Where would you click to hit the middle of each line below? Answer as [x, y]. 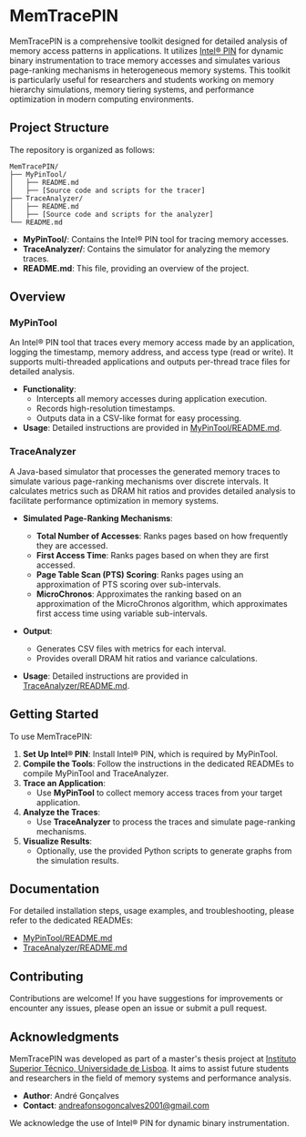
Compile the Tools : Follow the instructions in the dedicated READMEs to [158, 763]
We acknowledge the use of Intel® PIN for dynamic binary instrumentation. [149, 1122]
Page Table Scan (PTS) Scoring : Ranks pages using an [140, 574]
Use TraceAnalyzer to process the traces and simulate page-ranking [166, 822]
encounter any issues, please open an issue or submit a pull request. [138, 1009]
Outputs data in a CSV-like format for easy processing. [139, 418]
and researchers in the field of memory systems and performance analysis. [150, 1078]
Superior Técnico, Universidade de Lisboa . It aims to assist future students [149, 1068]
